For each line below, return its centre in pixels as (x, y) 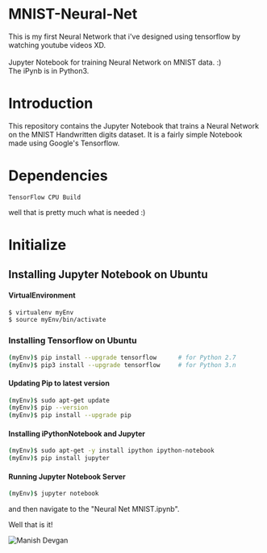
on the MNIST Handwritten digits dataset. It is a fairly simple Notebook (125, 134)
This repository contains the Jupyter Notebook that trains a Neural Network (134, 125)
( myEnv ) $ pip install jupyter (59, 458)
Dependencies (58, 176)
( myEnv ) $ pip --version (48, 408)
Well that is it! (31, 525)
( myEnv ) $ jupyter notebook (54, 494)
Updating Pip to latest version (59, 383)
